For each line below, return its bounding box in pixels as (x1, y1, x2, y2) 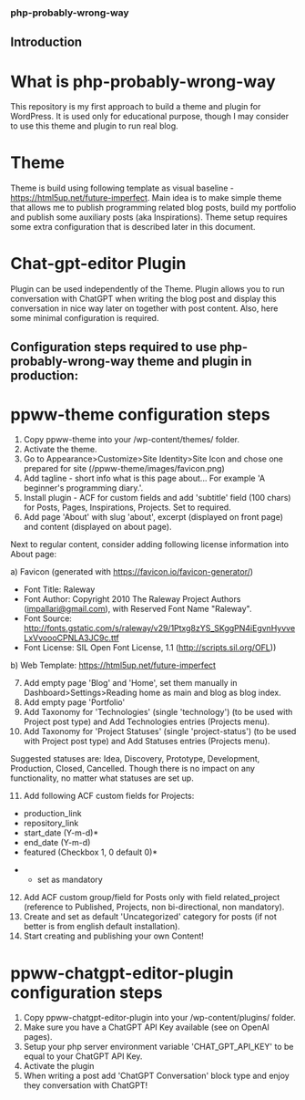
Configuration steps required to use (10, 339, 218, 355)
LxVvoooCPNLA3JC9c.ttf (23, 632, 119, 644)
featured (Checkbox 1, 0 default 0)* (23, 846, 158, 858)
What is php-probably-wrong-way (10, 71, 276, 92)
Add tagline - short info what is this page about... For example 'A (23, 472, 266, 484)
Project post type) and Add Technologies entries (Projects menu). (23, 716, 270, 727)
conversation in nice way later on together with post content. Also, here (10, 303, 279, 314)
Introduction (10, 35, 83, 50)
